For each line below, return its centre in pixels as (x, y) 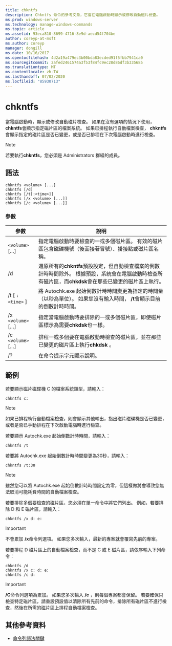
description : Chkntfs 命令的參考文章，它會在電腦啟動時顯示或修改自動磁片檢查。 (83, 15)
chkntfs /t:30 (20, 465)
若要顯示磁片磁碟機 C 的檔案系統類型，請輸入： (56, 389)
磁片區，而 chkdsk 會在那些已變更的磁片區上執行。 (104, 281)
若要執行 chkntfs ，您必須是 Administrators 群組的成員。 (64, 155)
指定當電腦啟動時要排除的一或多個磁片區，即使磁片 (100, 317)
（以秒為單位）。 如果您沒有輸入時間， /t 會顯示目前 (99, 298)
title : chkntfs (21, 10)
